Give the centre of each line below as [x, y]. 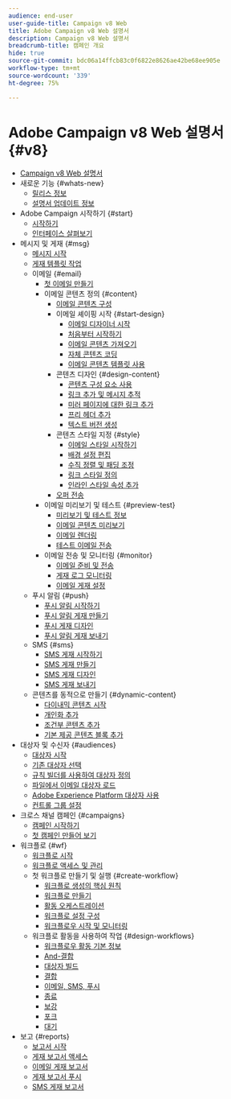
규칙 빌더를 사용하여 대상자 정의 [81, 775]
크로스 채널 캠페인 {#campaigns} [72, 815]
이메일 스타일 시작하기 [102, 445]
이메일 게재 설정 [81, 586]
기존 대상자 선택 [57, 765]
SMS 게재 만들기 [70, 665]
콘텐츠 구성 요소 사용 [100, 385]
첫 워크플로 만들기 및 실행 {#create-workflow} [105, 876]
